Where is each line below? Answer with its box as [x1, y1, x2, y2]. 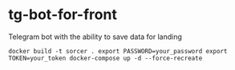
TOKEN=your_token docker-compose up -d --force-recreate [8, 54, 203, 62]
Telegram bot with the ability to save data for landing [8, 32, 183, 41]
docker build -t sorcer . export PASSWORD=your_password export [8, 47, 228, 55]
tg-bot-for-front [8, 6, 118, 24]
